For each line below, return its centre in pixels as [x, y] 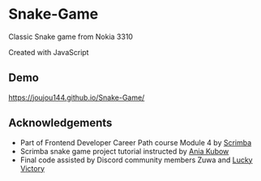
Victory [32, 168]
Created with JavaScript [49, 52]
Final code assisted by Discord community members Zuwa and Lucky [136, 160]
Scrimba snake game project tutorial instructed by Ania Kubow [124, 151]
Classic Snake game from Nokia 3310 [71, 37]
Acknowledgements [60, 123]
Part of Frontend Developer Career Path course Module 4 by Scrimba [136, 142]
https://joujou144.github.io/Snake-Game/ [77, 97]
